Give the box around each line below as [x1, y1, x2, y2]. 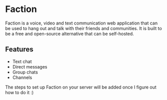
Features [5, 45, 33, 53]
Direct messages [12, 63, 47, 69]
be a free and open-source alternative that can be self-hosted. [5, 30, 134, 36]
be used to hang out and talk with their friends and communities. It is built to [5, 25, 162, 31]
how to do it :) [5, 89, 34, 95]
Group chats [12, 69, 38, 75]
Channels [12, 74, 32, 80]
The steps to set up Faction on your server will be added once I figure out [5, 84, 156, 90]
